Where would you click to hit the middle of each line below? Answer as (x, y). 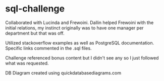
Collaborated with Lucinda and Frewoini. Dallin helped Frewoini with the (79, 22)
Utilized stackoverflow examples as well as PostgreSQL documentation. (80, 42)
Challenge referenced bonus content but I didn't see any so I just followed (82, 57)
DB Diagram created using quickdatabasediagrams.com (63, 72)
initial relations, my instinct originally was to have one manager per (74, 27)
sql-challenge (35, 9)
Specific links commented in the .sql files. (48, 48)
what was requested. (27, 63)
